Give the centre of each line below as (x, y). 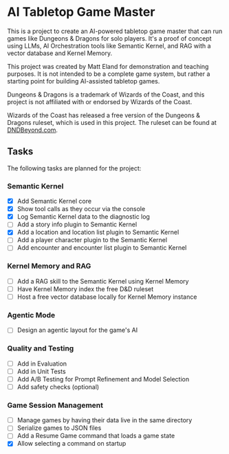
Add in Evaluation (42, 364)
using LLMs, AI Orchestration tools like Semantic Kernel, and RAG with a (109, 46)
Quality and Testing (41, 348)
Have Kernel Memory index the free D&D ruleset (85, 289)
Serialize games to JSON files (59, 428)
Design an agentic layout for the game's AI (77, 330)
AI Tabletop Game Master (81, 12)
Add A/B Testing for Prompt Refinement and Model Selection (103, 379)
